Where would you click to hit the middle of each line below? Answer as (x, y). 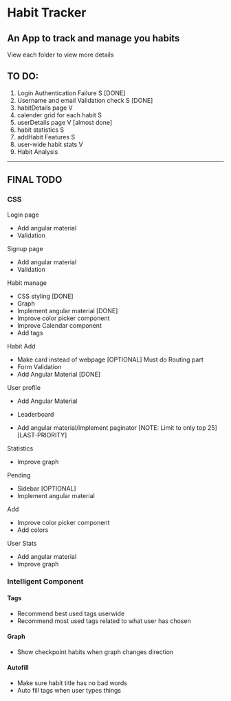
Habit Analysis (37, 151)
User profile (24, 387)
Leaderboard (35, 414)
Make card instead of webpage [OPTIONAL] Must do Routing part (110, 359)
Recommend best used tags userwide (71, 613)
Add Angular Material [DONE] (59, 374)
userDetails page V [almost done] (65, 122)
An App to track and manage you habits (93, 38)
